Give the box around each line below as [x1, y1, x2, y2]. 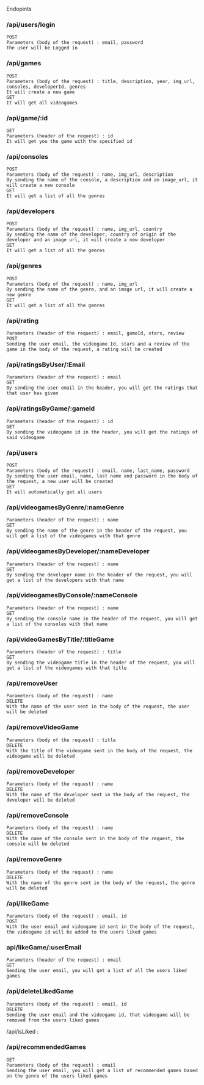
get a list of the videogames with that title [6, 665, 127, 671]
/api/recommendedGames [6, 1043, 87, 1051]
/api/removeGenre [6, 855, 62, 863]
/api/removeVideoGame [6, 723, 79, 731]
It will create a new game [6, 89, 75, 95]
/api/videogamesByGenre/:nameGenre [6, 503, 125, 512]
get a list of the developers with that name [6, 577, 124, 583]
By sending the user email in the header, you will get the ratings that [6, 385, 199, 391]
